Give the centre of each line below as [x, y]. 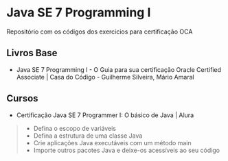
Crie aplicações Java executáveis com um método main [112, 143]
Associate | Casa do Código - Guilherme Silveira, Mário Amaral [105, 77]
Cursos [22, 98]
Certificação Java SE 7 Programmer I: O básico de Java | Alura [105, 115]
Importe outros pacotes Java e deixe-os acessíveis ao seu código [127, 150]
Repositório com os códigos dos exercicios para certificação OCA [100, 32]
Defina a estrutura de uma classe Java [88, 136]
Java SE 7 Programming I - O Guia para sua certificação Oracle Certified [118, 69]
